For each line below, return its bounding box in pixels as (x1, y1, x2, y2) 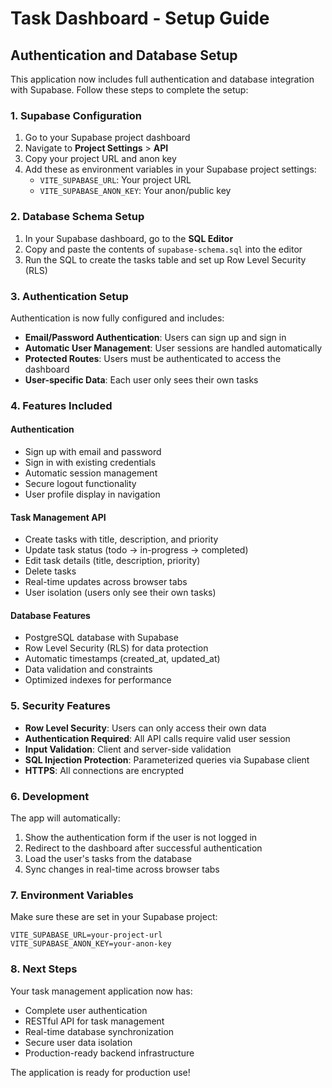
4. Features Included (10, 398, 113, 412)
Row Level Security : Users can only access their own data (24, 722, 267, 734)
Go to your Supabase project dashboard (24, 132, 191, 144)
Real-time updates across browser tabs (24, 576, 188, 588)
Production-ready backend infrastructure (24, 1047, 195, 1059)
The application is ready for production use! (10, 1066, 191, 1078)
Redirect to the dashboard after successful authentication (24, 842, 263, 854)
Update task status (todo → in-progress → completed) (24, 544, 249, 556)
